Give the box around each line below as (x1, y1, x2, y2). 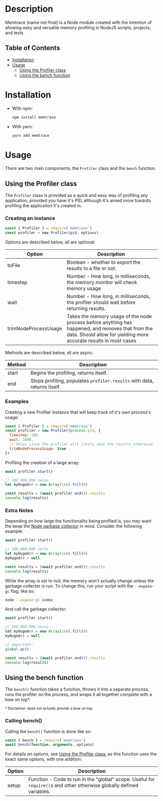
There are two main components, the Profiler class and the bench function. (5, 165, 156, 171)
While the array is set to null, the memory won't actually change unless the (5, 577, 154, 584)
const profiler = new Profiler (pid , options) (5, 230, 98, 235)
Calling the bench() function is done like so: (5, 728, 92, 734)
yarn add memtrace (12, 133, 49, 138)
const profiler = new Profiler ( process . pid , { (5, 428, 101, 433)
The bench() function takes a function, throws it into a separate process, (5, 686, 149, 692)
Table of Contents (5, 44, 61, 52)
